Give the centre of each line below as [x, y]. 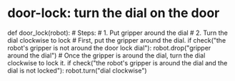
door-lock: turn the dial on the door [114, 13]
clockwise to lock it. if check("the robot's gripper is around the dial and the [117, 63]
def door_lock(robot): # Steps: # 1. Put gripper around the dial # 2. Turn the [118, 33]
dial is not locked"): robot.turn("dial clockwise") [77, 70]
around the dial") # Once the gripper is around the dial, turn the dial [106, 55]
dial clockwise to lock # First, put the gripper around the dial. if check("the [117, 40]
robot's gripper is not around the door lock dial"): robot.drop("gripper [109, 48]
